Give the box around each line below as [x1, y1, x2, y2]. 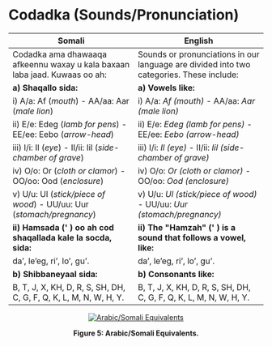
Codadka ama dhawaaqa [12, 49, 108, 60]
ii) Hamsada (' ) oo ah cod [12, 221, 115, 233]
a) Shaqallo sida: [12, 82, 79, 93]
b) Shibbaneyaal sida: [12, 268, 98, 280]
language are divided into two [137, 58, 251, 70]
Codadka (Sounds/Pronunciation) [8, 6, 240, 24]
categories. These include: [137, 69, 239, 80]
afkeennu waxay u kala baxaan [12, 58, 130, 70]
